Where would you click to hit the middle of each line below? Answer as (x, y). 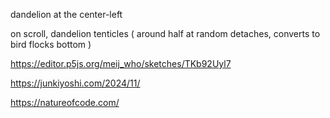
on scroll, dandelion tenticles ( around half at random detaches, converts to (165, 33)
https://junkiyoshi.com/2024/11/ (75, 83)
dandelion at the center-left (66, 14)
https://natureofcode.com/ (65, 102)
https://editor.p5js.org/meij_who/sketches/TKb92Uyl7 (121, 63)
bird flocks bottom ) (51, 44)
